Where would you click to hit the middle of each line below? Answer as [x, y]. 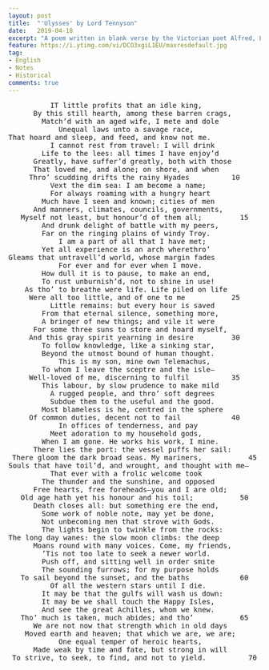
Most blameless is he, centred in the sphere [132, 409]
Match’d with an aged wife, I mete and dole [130, 121]
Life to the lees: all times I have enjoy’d [130, 153]
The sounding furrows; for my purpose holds [130, 570]
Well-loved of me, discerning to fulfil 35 [134, 377]
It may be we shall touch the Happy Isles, [128, 602]
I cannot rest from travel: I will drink [132, 145]
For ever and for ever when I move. [130, 265]
